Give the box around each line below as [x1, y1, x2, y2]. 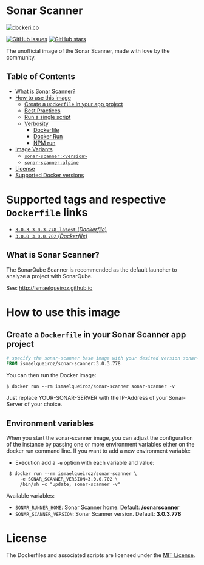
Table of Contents [6, 71, 76, 82]
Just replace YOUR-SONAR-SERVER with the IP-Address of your [6, 394, 168, 402]
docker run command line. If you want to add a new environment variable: [6, 447, 191, 454]
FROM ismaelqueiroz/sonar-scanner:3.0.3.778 [6, 361, 121, 367]
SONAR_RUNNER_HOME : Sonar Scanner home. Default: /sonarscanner [15, 504, 180, 511]
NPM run [33, 139, 56, 146]
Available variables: [6, 492, 55, 499]
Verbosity [24, 120, 49, 127]
